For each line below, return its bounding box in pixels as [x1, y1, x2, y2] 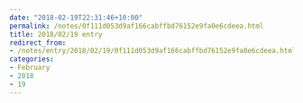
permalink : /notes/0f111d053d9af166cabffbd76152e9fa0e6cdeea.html [9, 21, 264, 30]
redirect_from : [9, 38, 67, 47]
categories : [9, 55, 54, 64]
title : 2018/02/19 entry [9, 30, 103, 39]
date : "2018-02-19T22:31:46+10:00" [9, 13, 143, 22]
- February [9, 64, 50, 73]
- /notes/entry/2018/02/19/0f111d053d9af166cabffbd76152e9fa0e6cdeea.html [9, 47, 297, 56]
